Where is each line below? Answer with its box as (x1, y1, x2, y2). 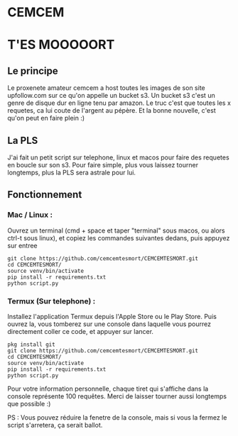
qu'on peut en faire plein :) (7, 114, 85, 123)
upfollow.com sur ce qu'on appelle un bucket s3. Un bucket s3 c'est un (7, 91, 215, 100)
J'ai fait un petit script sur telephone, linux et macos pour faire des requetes (7, 153, 229, 162)
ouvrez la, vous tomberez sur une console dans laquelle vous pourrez (7, 320, 212, 328)
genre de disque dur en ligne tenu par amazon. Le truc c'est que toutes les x (7, 99, 231, 107)
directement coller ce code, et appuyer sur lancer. (7, 327, 154, 335)
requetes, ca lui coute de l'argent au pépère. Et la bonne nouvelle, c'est (7, 106, 216, 115)
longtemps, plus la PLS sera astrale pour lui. (7, 168, 136, 177)
